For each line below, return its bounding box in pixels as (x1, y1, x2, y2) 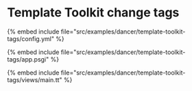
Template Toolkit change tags (7, 5, 180, 21)
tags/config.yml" (7, 34, 55, 42)
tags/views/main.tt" (7, 75, 63, 83)
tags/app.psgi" (7, 55, 49, 63)
